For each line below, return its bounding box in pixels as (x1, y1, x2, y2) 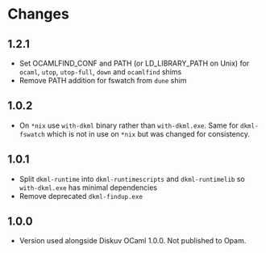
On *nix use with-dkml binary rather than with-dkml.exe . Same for (19, 120, 239, 130)
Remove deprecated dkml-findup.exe (19, 191, 143, 200)
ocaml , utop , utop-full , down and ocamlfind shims (19, 67, 182, 77)
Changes (7, 5, 69, 23)
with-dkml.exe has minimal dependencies (19, 183, 158, 192)
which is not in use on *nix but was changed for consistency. (46, 129, 251, 138)
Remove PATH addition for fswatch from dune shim (19, 76, 187, 85)
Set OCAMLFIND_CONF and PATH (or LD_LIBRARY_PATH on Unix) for (19, 58, 250, 68)
